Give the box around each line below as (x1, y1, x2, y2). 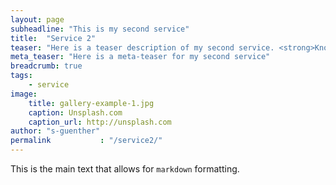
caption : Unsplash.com (28, 107, 123, 118)
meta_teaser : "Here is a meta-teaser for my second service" (10, 52, 271, 62)
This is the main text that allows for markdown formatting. (10, 163, 240, 175)
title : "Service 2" (10, 33, 97, 43)
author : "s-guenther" (10, 126, 101, 136)
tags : (10, 71, 33, 81)
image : (10, 89, 38, 99)
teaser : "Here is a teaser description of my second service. (10, 42, 275, 53)
